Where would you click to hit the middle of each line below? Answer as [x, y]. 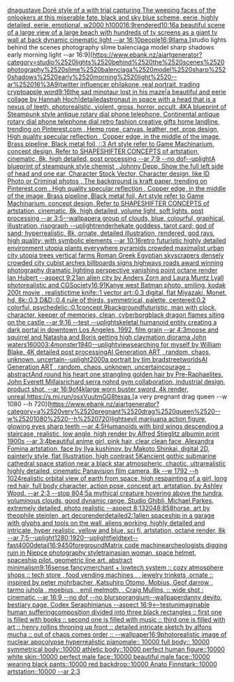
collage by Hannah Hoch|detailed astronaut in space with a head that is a [112, 99]
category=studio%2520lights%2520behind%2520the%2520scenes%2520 [116, 62]
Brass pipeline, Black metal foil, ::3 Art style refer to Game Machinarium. [111, 144]
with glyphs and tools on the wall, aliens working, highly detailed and [106, 523]
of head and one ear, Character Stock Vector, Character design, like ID [109, 173]
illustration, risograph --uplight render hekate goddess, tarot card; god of [111, 226]
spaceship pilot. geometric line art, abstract [70, 560]
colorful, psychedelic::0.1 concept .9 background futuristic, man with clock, [112, 307]
